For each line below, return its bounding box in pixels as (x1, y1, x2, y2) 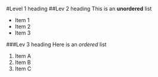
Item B (14, 59, 31, 66)
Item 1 (14, 17, 30, 23)
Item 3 (14, 29, 31, 36)
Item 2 (14, 23, 31, 30)
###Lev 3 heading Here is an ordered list (6, 41, 107, 48)
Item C (14, 65, 32, 72)
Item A (14, 53, 32, 59)
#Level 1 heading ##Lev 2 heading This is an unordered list (6, 5, 152, 12)
